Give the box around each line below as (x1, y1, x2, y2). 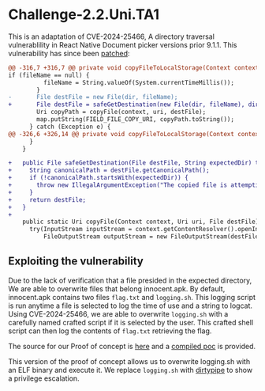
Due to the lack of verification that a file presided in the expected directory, (8, 275, 252, 285)
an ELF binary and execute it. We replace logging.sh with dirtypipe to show (8, 365, 253, 374)
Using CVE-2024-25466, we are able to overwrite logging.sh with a (8, 309, 229, 318)
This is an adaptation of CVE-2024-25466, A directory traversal (8, 32, 215, 41)
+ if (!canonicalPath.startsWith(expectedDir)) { (8, 174, 189, 182)
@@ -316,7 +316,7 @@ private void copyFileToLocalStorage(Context (8, 63, 231, 72)
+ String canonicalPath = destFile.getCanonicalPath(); (8, 166, 211, 175)
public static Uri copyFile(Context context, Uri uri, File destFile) (22, 218, 259, 226)
